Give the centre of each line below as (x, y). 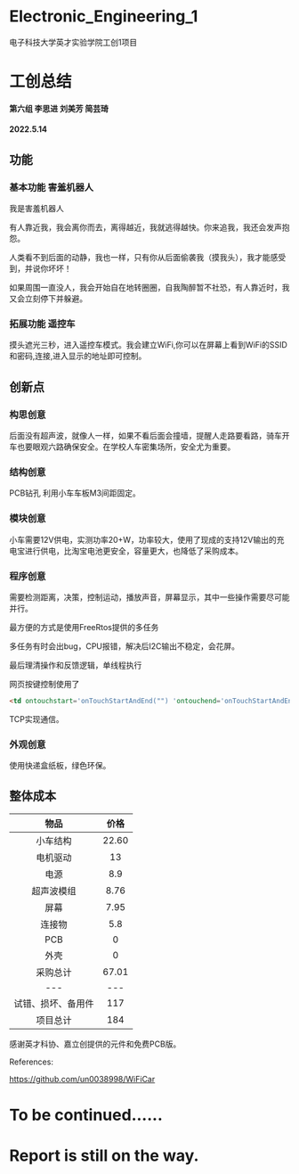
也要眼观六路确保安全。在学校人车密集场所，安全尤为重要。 (126, 447)
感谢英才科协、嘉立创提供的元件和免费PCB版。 (95, 1044)
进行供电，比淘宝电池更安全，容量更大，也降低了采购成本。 (133, 551)
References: (31, 1062)
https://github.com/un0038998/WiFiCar (82, 1079)
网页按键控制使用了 (44, 684)
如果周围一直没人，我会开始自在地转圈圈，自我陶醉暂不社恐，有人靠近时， (145, 287)
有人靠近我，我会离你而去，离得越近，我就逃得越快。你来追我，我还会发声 (145, 227)
